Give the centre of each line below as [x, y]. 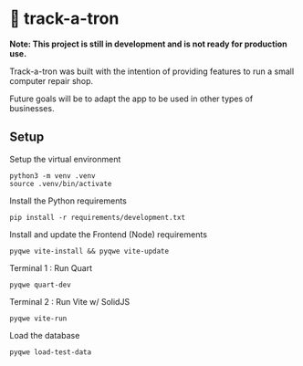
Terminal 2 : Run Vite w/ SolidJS [70, 301]
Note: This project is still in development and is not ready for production [148, 44]
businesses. [32, 108]
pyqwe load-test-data [51, 352]
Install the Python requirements [68, 201]
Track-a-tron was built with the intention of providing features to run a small [152, 71]
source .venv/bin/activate [61, 183]
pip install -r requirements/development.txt [97, 217]
